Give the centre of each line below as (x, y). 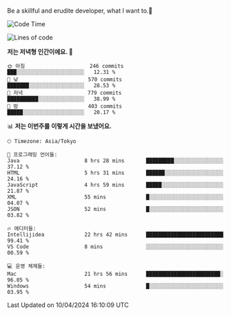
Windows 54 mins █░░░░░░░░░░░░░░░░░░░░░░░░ (115, 286)
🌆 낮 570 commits (65, 80)
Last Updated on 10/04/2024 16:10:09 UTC (68, 305)
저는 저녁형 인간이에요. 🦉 (40, 52)
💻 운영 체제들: (27, 266)
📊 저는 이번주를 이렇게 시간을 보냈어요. (60, 126)
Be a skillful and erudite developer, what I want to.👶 (80, 11)
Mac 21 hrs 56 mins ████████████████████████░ (115, 274)
